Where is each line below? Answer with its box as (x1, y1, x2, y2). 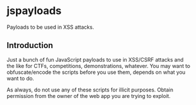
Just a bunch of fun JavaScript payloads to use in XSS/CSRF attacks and (6, 56, 184, 63)
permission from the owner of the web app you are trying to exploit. (6, 92, 171, 99)
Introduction (6, 40, 54, 50)
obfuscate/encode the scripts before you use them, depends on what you (6, 69, 186, 76)
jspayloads (6, 4, 62, 18)
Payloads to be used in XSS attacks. (6, 23, 94, 31)
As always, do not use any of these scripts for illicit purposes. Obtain (6, 86, 174, 93)
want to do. (6, 74, 34, 82)
